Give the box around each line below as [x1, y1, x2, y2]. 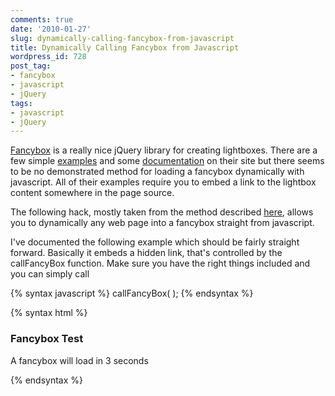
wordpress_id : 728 [10, 52, 87, 62]
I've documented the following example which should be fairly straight [10, 236, 300, 248]
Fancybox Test [10, 332, 84, 346]
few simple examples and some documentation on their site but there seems [10, 155, 325, 167]
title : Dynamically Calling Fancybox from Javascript [10, 42, 240, 53]
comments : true [10, 14, 74, 25]
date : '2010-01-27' [10, 24, 92, 34]
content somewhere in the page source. [10, 187, 175, 199]
